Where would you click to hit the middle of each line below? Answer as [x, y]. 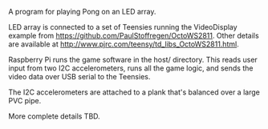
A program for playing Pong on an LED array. [82, 12]
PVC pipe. [25, 101]
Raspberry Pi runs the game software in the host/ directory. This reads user [133, 60]
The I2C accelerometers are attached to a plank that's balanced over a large [134, 92]
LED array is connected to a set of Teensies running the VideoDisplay [123, 27]
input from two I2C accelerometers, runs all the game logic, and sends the [131, 68]
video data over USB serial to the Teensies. [79, 77]
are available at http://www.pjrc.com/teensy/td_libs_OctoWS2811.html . [124, 44]
